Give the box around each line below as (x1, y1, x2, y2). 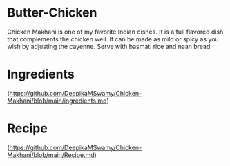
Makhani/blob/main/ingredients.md (7, 96, 107, 105)
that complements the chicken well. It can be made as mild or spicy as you (7, 34, 219, 43)
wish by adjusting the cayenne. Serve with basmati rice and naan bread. (7, 42, 213, 50)
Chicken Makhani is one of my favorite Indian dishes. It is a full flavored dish (7, 28, 224, 36)
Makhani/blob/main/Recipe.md (7, 150, 95, 159)
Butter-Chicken (7, 5, 97, 21)
